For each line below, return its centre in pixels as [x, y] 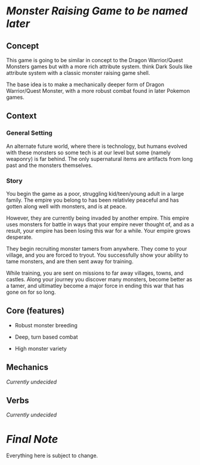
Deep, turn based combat [46, 337]
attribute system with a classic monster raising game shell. [78, 73]
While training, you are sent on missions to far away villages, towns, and [95, 273]
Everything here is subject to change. [52, 455]
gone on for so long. [31, 292]
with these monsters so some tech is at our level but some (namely [89, 152]
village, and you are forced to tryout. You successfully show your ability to [97, 255]
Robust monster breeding [46, 325]
